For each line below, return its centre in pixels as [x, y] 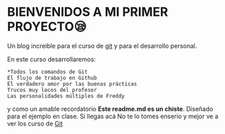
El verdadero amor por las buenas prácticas [72, 84]
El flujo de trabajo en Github [52, 78]
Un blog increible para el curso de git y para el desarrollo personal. [102, 46]
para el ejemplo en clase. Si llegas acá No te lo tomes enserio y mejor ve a [113, 116]
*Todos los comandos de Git [48, 72]
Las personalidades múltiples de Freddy [66, 96]
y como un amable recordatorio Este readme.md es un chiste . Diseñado [110, 108]
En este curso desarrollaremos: [51, 59]
